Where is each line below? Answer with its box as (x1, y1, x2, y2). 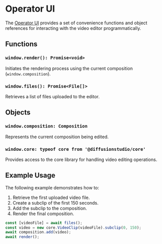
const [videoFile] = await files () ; (5, 220, 83, 225)
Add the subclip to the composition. (12, 205, 87, 211)
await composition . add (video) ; (5, 230, 71, 235)
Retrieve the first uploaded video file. (12, 194, 90, 200)
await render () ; (5, 234, 39, 239)
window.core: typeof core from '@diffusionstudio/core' (5, 146, 146, 152)
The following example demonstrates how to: (5, 184, 100, 190)
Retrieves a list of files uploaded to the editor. (5, 93, 100, 99)
